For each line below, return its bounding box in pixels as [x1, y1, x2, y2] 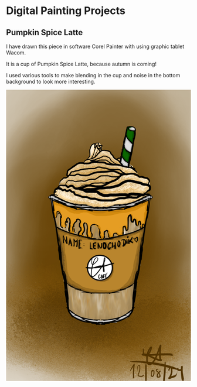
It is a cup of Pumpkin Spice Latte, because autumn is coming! [6, 60, 157, 67]
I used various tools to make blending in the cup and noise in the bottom [6, 72, 181, 78]
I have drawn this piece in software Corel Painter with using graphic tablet [6, 43, 185, 50]
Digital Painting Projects [6, 4, 126, 18]
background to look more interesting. [6, 78, 96, 85]
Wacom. [6, 49, 26, 56]
